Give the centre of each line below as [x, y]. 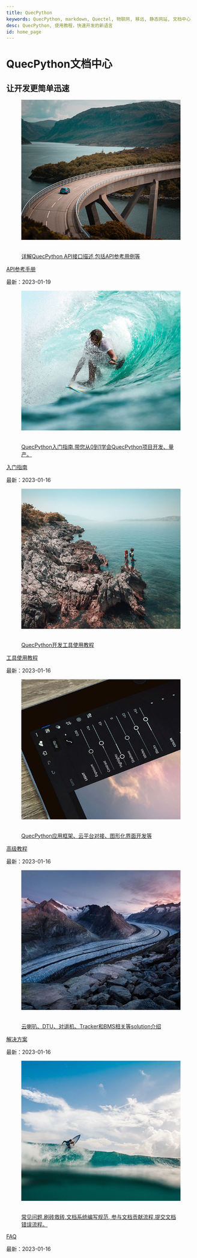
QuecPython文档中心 [59, 64]
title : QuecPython [29, 13]
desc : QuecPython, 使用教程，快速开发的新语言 [59, 25]
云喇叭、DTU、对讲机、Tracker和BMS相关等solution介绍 [91, 1026]
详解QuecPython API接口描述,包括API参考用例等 [81, 256]
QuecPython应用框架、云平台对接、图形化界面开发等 [86, 836]
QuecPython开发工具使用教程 [58, 645]
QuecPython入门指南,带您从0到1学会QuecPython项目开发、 [95, 446]
